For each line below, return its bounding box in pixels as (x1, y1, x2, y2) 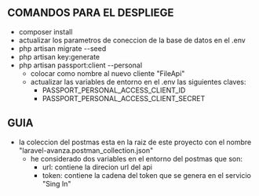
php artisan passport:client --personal (18, 60, 143, 70)
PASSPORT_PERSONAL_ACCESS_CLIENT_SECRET (42, 93, 206, 103)
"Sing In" (42, 179, 71, 188)
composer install (18, 27, 73, 36)
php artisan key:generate (18, 52, 100, 61)
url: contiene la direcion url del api (42, 162, 153, 172)
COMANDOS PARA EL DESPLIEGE (7, 6, 174, 20)
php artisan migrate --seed (18, 43, 107, 53)
